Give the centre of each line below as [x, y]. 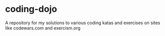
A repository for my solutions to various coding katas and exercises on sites [83, 23]
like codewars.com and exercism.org [43, 28]
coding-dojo [31, 9]
